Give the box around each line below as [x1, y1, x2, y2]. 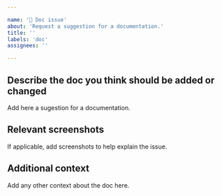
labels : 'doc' [7, 36, 49, 43]
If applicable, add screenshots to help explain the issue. [7, 142, 168, 151]
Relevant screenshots [7, 123, 105, 136]
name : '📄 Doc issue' [7, 16, 68, 23]
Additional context [7, 163, 89, 174]
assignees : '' [7, 43, 49, 50]
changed [7, 85, 47, 97]
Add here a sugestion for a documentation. [7, 103, 131, 112]
